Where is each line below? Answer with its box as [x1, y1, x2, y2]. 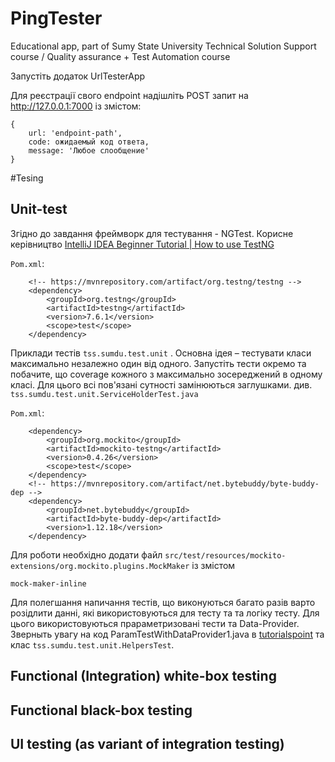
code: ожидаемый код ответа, [28, 137, 150, 147]
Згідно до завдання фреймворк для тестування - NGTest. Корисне [10, 227, 294, 239]
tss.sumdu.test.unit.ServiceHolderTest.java [10, 389, 199, 399]
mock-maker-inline [10, 578, 87, 589]
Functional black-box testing [10, 702, 193, 719]
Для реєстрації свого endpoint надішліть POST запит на [10, 89, 249, 101]
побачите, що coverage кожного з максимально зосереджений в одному [10, 368, 323, 380]
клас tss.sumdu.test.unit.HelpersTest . [10, 638, 175, 651]
